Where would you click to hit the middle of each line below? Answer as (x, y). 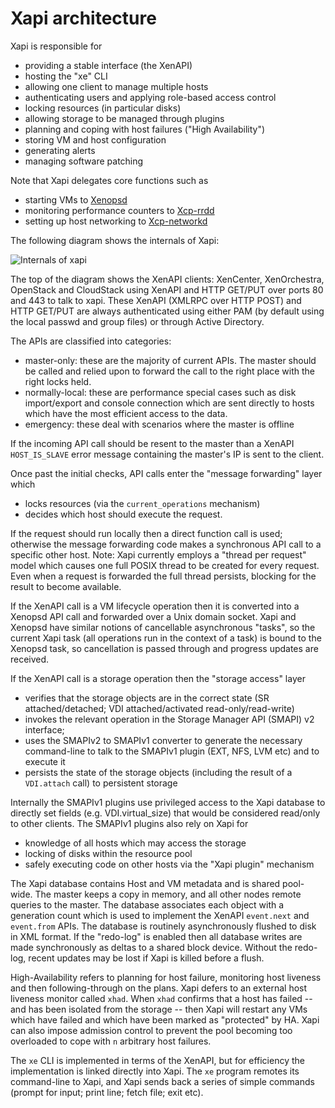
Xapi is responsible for (56, 46)
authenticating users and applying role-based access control (150, 97)
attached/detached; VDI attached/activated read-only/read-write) (159, 708)
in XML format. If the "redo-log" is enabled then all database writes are (156, 936)
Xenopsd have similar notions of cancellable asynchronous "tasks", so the (163, 627)
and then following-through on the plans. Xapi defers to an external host (159, 988)
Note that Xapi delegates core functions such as (109, 180)
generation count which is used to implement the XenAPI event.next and (160, 915)
